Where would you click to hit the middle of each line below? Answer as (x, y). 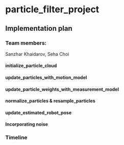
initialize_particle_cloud (31, 66)
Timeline (16, 138)
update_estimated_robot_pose (39, 112)
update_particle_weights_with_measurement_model (62, 89)
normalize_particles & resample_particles (50, 101)
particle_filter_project (52, 9)
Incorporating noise (27, 125)
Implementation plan (39, 28)
